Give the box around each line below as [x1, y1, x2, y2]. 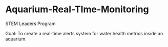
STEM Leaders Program [5, 20, 56, 27]
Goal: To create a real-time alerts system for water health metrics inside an [5, 30, 163, 36]
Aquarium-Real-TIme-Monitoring [5, 4, 150, 15]
